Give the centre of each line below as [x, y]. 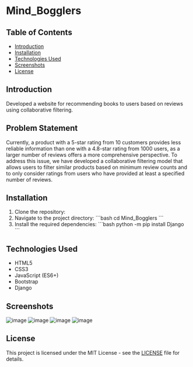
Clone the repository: [40, 212]
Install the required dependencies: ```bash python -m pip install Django [99, 224]
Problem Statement [42, 128]
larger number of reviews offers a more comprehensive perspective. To [92, 155]
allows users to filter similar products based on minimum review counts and [97, 167]
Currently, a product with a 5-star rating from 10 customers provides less [94, 142]
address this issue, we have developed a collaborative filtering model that [94, 161]
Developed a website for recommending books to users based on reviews [95, 103]
